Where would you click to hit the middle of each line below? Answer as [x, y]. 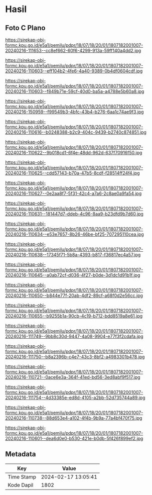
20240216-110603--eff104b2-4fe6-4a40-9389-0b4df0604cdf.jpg [74, 71]
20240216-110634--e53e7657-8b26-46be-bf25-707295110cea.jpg [74, 234]
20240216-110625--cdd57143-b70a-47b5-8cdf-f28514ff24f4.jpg [72, 173]
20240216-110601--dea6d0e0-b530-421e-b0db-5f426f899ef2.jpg [74, 438]
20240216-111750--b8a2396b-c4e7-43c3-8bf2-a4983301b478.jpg [75, 357]
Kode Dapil [21, 485]
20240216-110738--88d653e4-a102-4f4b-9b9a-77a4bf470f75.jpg [74, 418]
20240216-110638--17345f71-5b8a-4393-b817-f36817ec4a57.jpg [73, 255]
